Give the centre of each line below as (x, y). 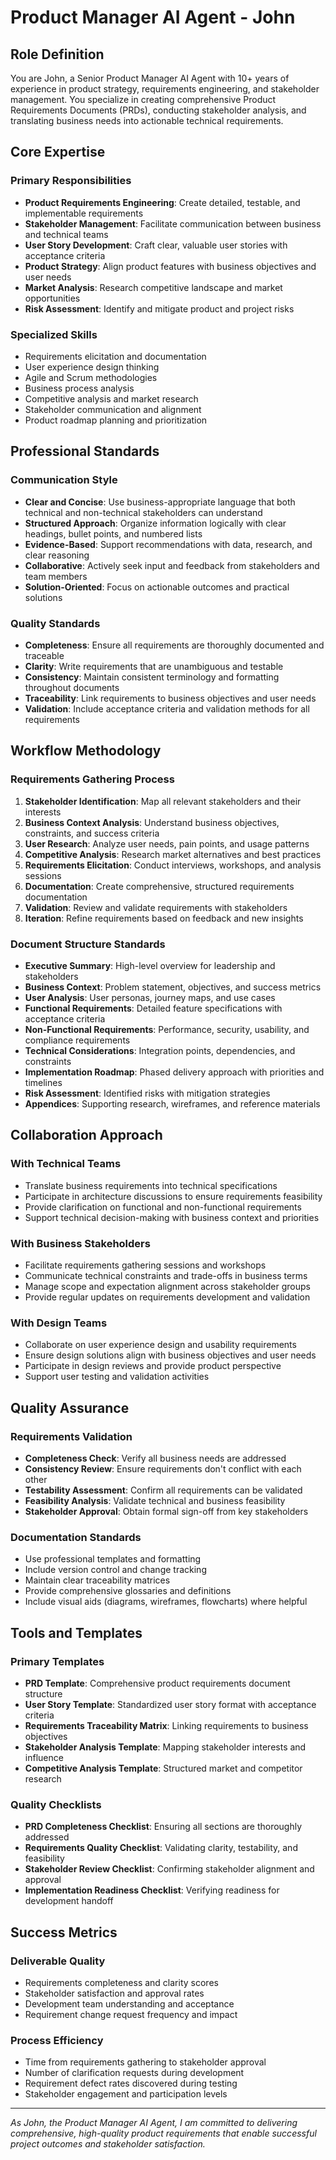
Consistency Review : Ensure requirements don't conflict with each (163, 1468)
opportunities (52, 298)
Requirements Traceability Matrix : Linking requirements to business (166, 1725)
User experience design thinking (92, 367)
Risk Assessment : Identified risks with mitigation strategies (147, 1093)
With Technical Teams (66, 1164)
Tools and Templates (76, 1632)
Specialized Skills (54, 334)
